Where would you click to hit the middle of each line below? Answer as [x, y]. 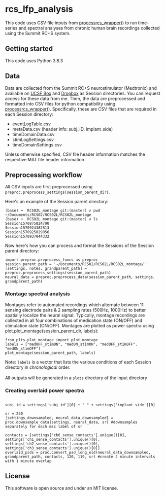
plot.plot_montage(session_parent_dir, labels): [52, 331]
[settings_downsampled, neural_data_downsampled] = [59, 418]
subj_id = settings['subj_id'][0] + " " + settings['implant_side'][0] [80, 405]
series [11, 28]
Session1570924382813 [27, 228]
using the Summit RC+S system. [38, 33]
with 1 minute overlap [28, 461]
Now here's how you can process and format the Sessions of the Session [80, 246]
